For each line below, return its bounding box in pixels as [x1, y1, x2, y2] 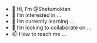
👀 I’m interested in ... [11, 12, 62, 19]
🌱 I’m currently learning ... [11, 18, 75, 24]
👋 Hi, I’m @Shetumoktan [11, 6, 71, 12]
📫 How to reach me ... [11, 31, 66, 37]
